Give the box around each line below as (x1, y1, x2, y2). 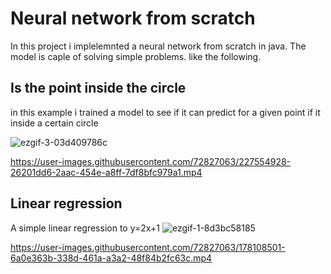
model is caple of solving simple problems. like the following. (10, 50, 262, 62)
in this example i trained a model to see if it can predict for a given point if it (10, 106, 321, 118)
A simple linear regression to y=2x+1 (10, 222, 161, 234)
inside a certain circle (10, 117, 99, 129)
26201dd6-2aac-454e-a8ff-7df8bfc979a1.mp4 (10, 166, 203, 178)
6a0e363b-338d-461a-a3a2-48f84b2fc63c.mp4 (10, 252, 213, 264)
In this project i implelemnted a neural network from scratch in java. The (10, 40, 307, 52)
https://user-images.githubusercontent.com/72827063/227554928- (10, 155, 292, 167)
